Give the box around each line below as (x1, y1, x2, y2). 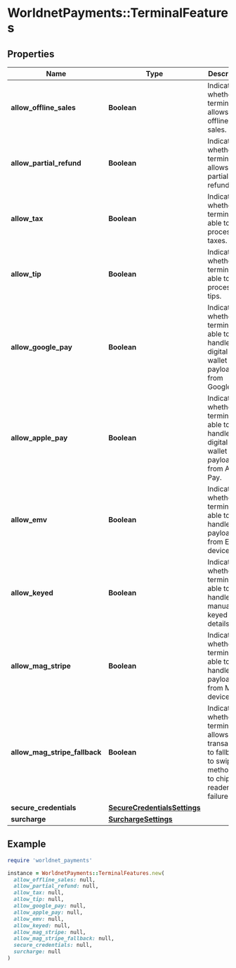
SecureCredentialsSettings (108, 803, 201, 812)
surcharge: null (13, 948, 61, 955)
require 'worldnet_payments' (7, 857, 93, 864)
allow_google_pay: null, (13, 902, 86, 910)
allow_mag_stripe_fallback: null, (13, 935, 114, 942)
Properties (7, 48, 55, 60)
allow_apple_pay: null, (13, 909, 83, 916)
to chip (206, 774, 230, 783)
